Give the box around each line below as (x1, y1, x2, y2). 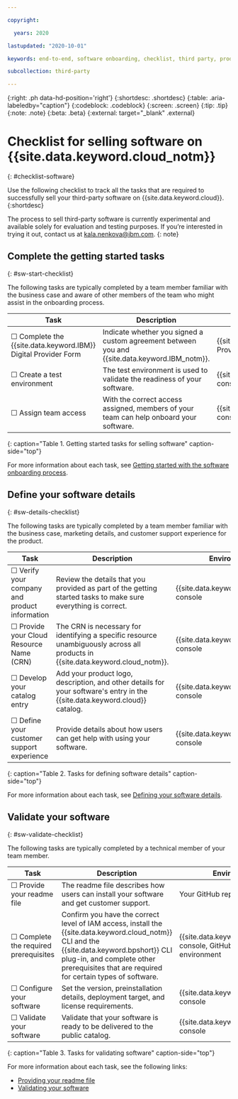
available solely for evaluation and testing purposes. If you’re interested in (7, 222, 223, 231)
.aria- (209, 94, 225, 102)
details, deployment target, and (61, 992, 165, 1002)
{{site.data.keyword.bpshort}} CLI (61, 945, 173, 955)
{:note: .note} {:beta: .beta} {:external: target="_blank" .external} (7, 109, 195, 117)
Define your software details (7, 489, 136, 501)
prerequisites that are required (61, 963, 163, 973)
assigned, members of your (102, 403, 194, 413)
